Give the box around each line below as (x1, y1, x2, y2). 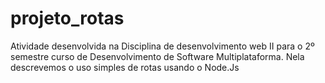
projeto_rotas (10, 7, 125, 30)
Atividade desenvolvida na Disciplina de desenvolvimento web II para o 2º (10, 40, 315, 52)
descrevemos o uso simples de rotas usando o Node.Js (10, 61, 240, 73)
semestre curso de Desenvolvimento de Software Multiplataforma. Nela (10, 50, 305, 62)
